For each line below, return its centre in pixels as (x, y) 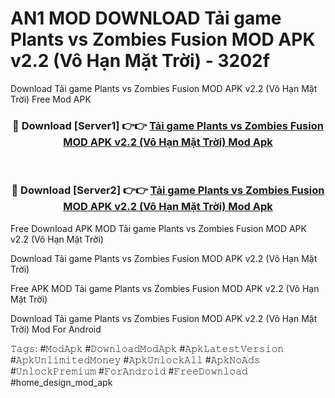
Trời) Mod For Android (56, 329)
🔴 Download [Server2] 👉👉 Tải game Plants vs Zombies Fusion (168, 190)
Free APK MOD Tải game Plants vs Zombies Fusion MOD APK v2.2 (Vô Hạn (165, 288)
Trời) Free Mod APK (51, 99)
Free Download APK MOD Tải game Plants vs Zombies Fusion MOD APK (158, 228)
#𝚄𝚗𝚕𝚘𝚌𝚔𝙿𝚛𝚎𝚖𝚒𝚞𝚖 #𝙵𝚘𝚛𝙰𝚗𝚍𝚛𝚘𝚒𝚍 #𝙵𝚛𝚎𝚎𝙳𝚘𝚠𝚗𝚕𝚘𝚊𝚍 (129, 371)
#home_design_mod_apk (61, 382)
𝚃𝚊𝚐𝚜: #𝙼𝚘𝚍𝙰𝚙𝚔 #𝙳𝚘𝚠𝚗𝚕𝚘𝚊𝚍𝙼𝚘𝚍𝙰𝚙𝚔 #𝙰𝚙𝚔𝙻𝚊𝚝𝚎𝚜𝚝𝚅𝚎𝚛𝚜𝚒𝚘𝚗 (147, 348)
